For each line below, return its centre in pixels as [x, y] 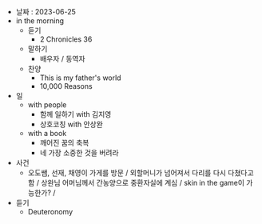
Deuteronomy [50, 212]
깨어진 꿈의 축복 [64, 143]
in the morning [40, 21]
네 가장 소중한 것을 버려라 [79, 153]
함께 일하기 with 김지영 [75, 114]
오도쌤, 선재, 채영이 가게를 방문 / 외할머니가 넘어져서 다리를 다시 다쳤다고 [141, 173]
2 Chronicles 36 [66, 39]
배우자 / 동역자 [62, 59]
